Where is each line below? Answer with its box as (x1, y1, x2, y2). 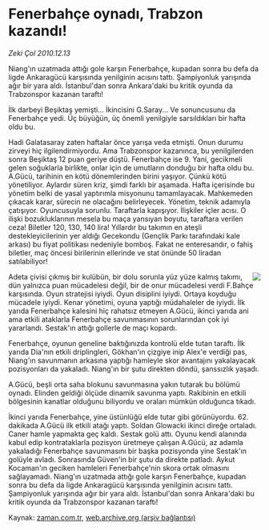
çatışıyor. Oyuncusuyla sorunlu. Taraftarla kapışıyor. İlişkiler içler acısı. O (8, 205, 247, 215)
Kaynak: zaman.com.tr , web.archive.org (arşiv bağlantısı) (8, 512, 196, 522)
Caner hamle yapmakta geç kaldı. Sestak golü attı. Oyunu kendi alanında (8, 429, 247, 439)
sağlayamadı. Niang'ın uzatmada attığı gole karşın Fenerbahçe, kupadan (8, 472, 247, 481)
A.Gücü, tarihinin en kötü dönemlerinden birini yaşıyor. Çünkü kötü (8, 171, 227, 181)
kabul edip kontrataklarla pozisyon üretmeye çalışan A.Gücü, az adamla (8, 437, 244, 447)
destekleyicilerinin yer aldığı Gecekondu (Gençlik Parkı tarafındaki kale (8, 231, 240, 240)
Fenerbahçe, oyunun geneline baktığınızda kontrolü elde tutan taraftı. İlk (8, 338, 246, 348)
